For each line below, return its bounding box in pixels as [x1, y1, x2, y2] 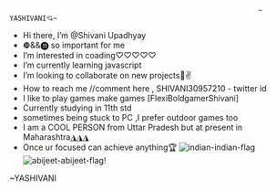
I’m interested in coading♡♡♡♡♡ [22, 50, 157, 60]
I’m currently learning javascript [22, 59, 142, 70]
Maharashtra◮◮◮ [22, 132, 89, 143]
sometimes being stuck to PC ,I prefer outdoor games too [22, 112, 239, 122]
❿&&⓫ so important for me [22, 39, 126, 50]
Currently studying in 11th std [22, 102, 132, 113]
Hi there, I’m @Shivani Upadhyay [22, 30, 147, 40]
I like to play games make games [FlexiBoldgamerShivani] [22, 93, 240, 103]
